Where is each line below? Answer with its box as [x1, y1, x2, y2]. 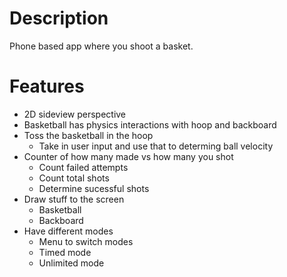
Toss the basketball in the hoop [23, 129, 154, 141]
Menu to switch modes [38, 235, 134, 247]
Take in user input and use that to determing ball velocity [38, 140, 274, 152]
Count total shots [38, 172, 110, 184]
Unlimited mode [38, 257, 105, 269]
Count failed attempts [38, 161, 129, 173]
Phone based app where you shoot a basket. [9, 40, 194, 52]
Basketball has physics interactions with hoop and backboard [23, 118, 277, 131]
